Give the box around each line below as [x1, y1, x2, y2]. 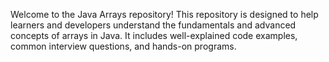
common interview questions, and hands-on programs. [10, 40, 237, 52]
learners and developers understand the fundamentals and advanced [10, 19, 297, 31]
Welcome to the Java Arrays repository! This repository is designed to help [10, 9, 319, 20]
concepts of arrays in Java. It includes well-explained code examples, [10, 30, 298, 41]
